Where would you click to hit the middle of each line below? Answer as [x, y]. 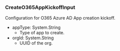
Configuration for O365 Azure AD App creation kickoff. [60, 18]
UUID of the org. [36, 43]
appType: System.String [36, 27]
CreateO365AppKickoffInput [40, 7]
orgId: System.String [33, 38]
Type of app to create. [42, 33]
